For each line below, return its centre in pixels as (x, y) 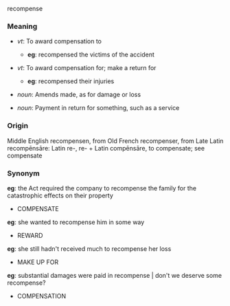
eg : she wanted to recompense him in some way (76, 222)
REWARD (30, 235)
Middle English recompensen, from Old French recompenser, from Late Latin (115, 141)
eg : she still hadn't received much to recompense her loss (89, 248)
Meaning (22, 26)
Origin (18, 126)
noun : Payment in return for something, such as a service (98, 108)
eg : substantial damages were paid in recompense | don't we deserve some (114, 275)
